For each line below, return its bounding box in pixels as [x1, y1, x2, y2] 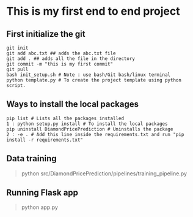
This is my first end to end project [6, 4, 180, 18]
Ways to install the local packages [6, 99, 139, 110]
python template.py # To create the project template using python [6, 77, 182, 83]
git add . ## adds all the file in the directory [6, 56, 136, 62]
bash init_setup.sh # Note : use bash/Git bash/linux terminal [6, 72, 171, 78]
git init [6, 45, 29, 51]
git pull [6, 66, 29, 72]
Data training [6, 153, 57, 164]
